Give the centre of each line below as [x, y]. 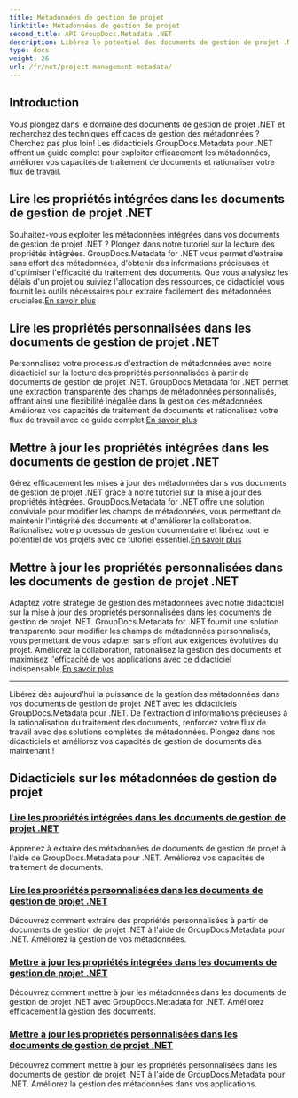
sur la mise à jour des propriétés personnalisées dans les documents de [141, 612]
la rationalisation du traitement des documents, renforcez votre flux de [138, 722]
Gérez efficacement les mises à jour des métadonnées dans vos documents [148, 483]
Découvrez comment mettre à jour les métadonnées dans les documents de [148, 992]
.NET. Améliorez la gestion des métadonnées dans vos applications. [133, 1084]
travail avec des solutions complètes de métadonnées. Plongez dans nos [142, 732]
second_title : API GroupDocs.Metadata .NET [91, 34]
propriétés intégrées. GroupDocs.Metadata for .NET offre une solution [137, 502]
